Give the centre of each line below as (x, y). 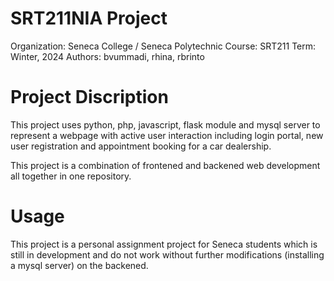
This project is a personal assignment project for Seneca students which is (164, 244)
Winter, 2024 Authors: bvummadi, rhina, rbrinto (107, 56)
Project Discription (89, 97)
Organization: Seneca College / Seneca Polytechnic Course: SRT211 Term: (163, 46)
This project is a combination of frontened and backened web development (165, 165)
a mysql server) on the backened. (79, 265)
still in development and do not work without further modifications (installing (167, 254)
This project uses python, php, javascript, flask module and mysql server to (165, 124)
